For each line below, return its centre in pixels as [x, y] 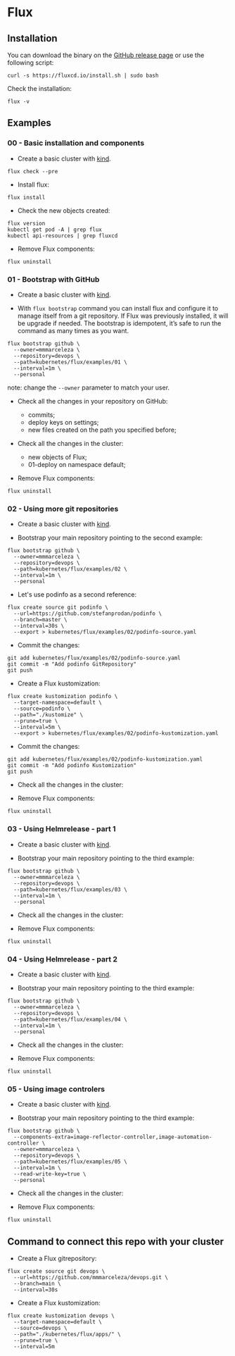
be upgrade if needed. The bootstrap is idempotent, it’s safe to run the [119, 323]
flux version [26, 223]
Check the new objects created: [64, 210]
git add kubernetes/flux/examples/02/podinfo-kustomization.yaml [105, 759]
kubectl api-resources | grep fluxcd [63, 236]
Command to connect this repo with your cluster [115, 1242]
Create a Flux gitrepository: [57, 1258]
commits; [41, 415]
